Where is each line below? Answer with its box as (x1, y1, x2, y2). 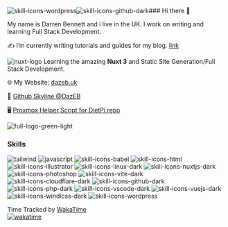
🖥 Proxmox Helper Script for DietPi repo (7, 106, 121, 114)
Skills (7, 139, 26, 149)
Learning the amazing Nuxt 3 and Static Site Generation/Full (43, 58, 216, 65)
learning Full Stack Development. (7, 28, 102, 35)
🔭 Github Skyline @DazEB (7, 92, 81, 100)
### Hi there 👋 (148, 7, 191, 15)
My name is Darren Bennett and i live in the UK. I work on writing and (7, 20, 204, 28)
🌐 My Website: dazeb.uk (7, 78, 78, 86)
